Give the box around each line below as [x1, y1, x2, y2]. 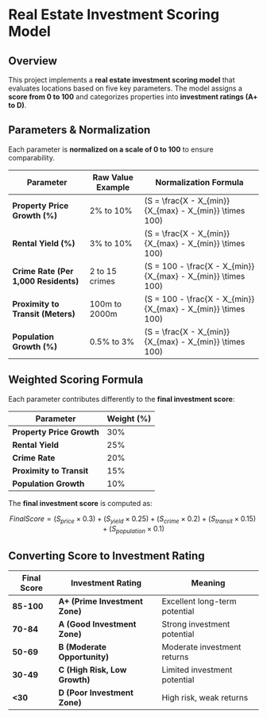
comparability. [8, 152, 56, 162]
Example [96, 181, 130, 192]
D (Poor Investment [58, 687, 133, 698]
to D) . [8, 101, 27, 110]
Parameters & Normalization [8, 123, 151, 137]
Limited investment [161, 665, 233, 676]
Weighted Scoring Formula [8, 373, 144, 387]
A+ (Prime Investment [58, 596, 143, 607]
